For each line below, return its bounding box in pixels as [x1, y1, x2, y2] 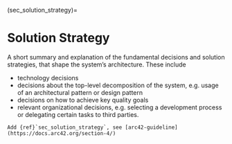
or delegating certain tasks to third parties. [17, 110, 139, 118]
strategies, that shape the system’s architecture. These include [7, 60, 186, 69]
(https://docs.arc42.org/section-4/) [7, 129, 116, 137]
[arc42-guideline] [125, 124, 178, 131]
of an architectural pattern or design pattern [17, 88, 143, 96]
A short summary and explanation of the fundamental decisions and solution [7, 53, 225, 61]
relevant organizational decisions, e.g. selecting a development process [17, 103, 222, 111]
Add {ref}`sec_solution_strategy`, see [7, 124, 123, 131]
